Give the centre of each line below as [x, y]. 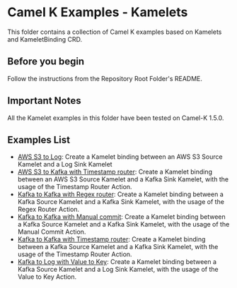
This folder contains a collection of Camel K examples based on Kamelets [115, 32]
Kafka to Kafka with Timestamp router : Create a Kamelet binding [111, 239]
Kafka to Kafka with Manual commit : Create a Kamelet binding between [122, 217]
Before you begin [46, 62]
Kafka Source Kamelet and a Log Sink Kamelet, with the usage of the [118, 270]
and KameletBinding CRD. [45, 39]
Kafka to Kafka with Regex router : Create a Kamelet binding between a [121, 194]
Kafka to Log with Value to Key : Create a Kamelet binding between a [117, 262]
